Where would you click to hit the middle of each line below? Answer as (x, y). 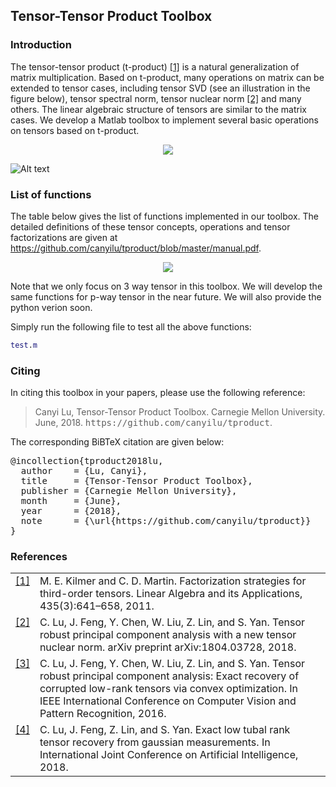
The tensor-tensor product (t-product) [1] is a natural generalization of (155, 66)
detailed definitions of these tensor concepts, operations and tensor (150, 226)
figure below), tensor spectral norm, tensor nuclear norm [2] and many (156, 98)
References (39, 557)
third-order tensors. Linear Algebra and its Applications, (171, 594)
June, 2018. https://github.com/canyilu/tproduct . (153, 423)
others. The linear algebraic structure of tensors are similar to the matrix (158, 109)
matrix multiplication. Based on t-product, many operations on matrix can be (167, 77)
